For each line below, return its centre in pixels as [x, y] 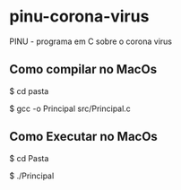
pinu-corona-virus [79, 17]
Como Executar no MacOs [84, 137]
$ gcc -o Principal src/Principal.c [70, 108]
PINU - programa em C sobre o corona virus [91, 41]
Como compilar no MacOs [83, 69]
